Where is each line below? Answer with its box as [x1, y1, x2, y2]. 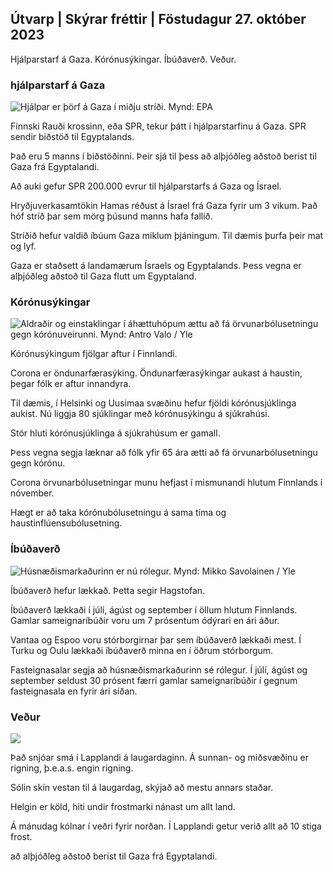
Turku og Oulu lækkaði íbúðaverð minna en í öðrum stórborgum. [10, 644, 274, 656]
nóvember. [10, 487, 55, 499]
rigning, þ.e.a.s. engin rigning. [10, 762, 134, 774]
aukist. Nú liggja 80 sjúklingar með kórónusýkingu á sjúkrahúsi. [10, 408, 270, 420]
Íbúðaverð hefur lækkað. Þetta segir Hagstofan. [10, 584, 206, 596]
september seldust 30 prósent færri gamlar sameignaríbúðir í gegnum [10, 674, 298, 686]
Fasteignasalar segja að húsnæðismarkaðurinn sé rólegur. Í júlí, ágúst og [10, 663, 308, 676]
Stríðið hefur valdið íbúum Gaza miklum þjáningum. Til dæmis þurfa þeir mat [10, 230, 324, 242]
